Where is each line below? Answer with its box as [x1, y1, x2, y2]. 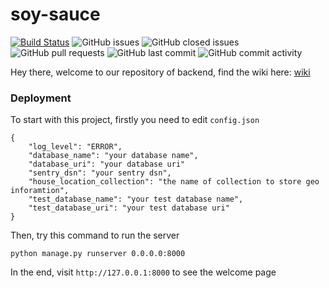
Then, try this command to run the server [10, 229, 180, 242]
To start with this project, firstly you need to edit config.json [10, 114, 260, 126]
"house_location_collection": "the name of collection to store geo [28, 177, 320, 187]
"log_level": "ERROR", [28, 142, 123, 152]
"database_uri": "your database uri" [28, 159, 186, 170]
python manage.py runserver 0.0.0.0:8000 [10, 249, 186, 259]
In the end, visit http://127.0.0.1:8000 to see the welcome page [10, 266, 277, 278]
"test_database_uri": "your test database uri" [28, 203, 230, 213]
